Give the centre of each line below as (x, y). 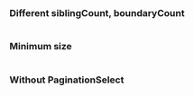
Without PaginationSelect (67, 80)
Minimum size (41, 47)
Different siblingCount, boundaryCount (97, 13)
